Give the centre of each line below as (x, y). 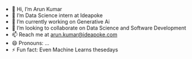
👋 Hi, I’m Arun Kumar (37, 9)
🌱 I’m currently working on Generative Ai (60, 22)
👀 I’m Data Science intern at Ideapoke (57, 15)
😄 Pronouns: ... (31, 43)
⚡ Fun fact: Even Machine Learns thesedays (65, 50)
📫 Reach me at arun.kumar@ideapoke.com (64, 35)
